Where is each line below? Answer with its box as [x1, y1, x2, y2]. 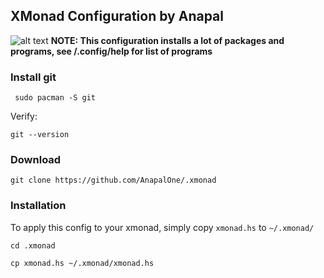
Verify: [10, 110, 38, 123]
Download [10, 153, 62, 167]
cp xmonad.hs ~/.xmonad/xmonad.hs [10, 258, 155, 268]
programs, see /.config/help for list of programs [10, 45, 213, 57]
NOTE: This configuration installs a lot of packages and [50, 34, 285, 46]
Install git [10, 70, 57, 84]
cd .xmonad [10, 240, 56, 251]
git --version [10, 130, 70, 140]
